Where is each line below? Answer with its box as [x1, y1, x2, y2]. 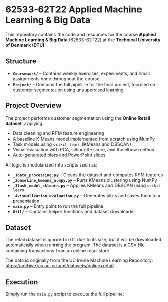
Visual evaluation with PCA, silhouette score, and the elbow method [12, 146, 155, 152]
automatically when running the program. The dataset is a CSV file [5, 242, 145, 248]
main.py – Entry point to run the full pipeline [12, 203, 104, 209]
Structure [5, 57, 37, 66]
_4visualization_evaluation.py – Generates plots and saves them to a [12, 192, 161, 198]
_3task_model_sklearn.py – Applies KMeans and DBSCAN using [12, 182, 146, 188]
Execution [5, 278, 38, 286]
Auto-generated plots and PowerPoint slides [12, 152, 106, 158]
